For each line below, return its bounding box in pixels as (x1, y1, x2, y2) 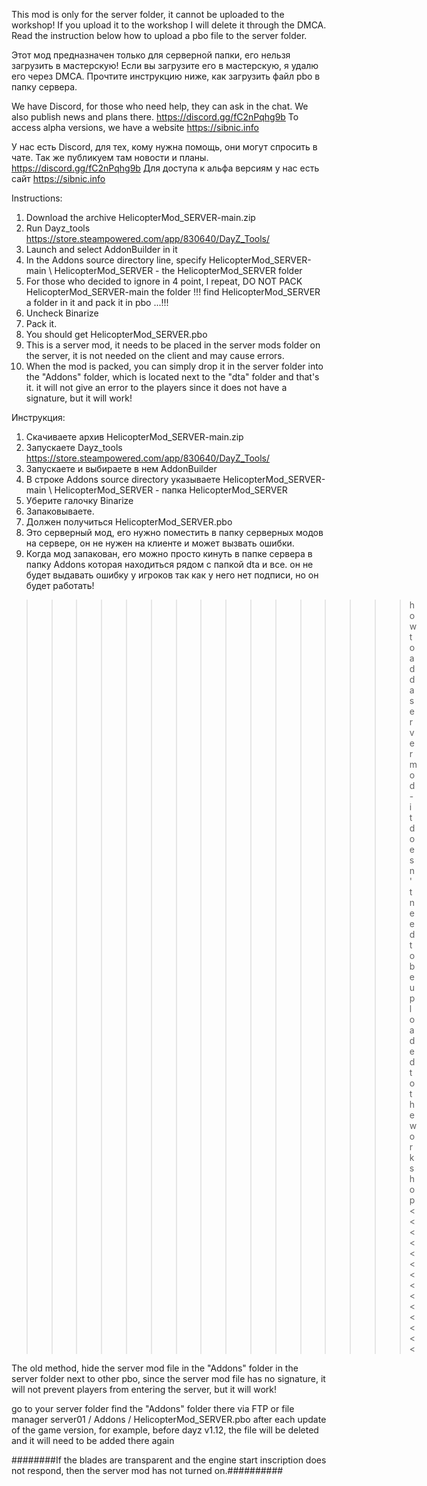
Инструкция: (11, 412, 66, 423)
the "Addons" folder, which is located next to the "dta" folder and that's (25, 371, 320, 383)
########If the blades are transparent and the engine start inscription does (11, 1454, 327, 1466)
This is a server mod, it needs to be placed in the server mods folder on (25, 339, 321, 351)
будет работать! (25, 580, 95, 591)
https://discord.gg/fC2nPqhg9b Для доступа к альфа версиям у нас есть (11, 162, 320, 174)
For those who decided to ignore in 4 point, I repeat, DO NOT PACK (25, 275, 303, 287)
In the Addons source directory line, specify (25, 254, 207, 266)
